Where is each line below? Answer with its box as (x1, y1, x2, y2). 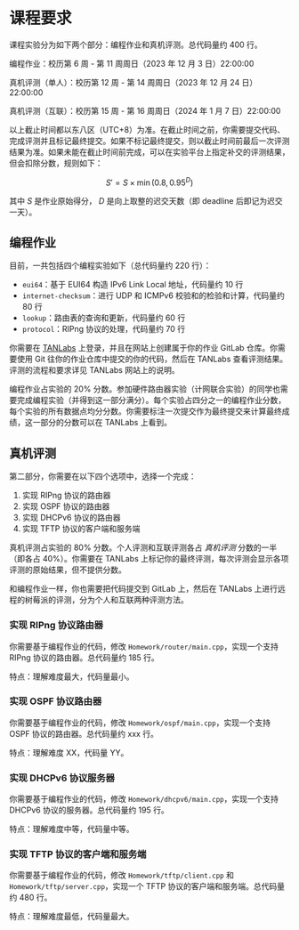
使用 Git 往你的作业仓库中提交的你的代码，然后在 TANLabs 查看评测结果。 (16, 353, 287, 365)
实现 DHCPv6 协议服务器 (9, 772, 116, 784)
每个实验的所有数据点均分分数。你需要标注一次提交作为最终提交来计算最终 (9, 406, 282, 416)
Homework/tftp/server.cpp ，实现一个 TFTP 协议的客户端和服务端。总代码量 (9, 881, 285, 892)
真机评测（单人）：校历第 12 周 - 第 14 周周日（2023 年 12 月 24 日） (9, 77, 258, 87)
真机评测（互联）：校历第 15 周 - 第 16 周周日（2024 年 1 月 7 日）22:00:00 (9, 105, 281, 116)
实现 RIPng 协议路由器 (9, 619, 104, 632)
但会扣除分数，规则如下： (9, 158, 103, 168)
